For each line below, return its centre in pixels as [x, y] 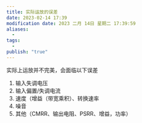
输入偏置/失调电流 [38, 91]
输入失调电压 [31, 83]
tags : [13, 40]
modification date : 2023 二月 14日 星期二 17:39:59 [71, 23]
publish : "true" [27, 52]
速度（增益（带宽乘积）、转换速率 [57, 98]
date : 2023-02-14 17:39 [37, 18]
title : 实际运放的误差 [32, 12]
